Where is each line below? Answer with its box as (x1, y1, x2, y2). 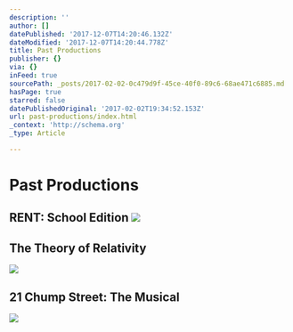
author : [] (9, 21, 50, 30)
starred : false (9, 95, 66, 105)
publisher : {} (9, 54, 62, 63)
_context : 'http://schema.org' (9, 121, 126, 130)
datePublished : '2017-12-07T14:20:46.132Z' (9, 29, 174, 38)
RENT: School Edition (9, 210, 129, 225)
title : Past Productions (9, 46, 102, 55)
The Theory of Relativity (9, 240, 147, 255)
